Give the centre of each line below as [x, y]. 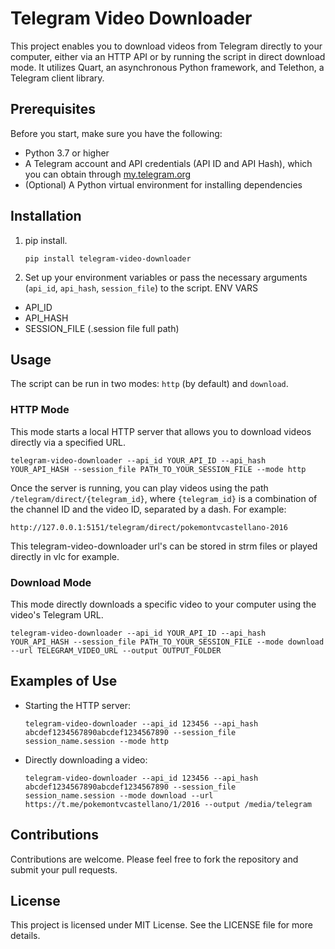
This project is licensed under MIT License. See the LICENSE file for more [161, 925]
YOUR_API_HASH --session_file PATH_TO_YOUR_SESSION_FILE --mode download [167, 642]
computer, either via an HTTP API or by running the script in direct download [168, 56]
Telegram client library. [57, 78]
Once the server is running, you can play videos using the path [139, 488]
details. [25, 936]
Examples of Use [64, 681]
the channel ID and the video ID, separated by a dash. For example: [148, 509]
